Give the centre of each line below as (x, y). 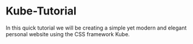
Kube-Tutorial (41, 11)
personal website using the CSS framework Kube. (68, 34)
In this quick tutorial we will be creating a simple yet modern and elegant (96, 28)
